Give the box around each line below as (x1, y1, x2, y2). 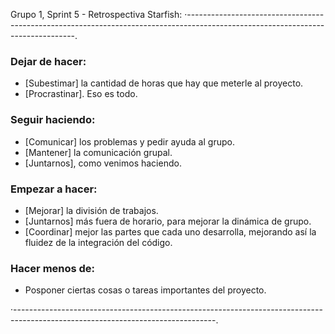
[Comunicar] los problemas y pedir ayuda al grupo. (24, 135, 235, 148)
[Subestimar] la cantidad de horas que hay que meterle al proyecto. (24, 77, 304, 89)
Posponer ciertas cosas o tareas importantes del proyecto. (24, 284, 267, 296)
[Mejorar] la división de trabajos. (24, 204, 159, 216)
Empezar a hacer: (10, 182, 98, 196)
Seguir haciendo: (10, 113, 96, 127)
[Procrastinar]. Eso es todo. (24, 88, 138, 100)
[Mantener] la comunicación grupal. (24, 146, 173, 158)
